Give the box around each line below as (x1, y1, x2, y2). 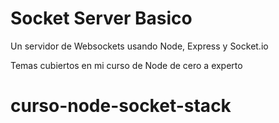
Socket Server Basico (10, 7, 193, 30)
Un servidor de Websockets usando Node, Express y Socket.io (10, 40, 269, 52)
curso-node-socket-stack (10, 95, 232, 117)
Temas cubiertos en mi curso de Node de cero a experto (10, 59, 243, 71)
